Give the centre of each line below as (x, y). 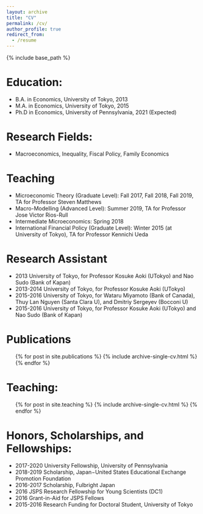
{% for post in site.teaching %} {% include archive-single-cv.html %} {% (106, 404)
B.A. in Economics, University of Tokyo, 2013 (71, 99)
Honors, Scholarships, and (75, 436)
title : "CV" (21, 18)
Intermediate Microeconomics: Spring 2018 (69, 221)
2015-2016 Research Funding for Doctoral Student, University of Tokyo (104, 504)
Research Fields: (49, 137)
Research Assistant (57, 259)
